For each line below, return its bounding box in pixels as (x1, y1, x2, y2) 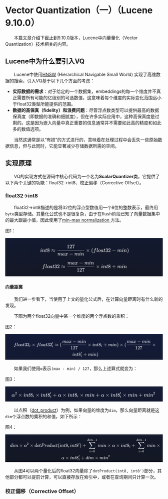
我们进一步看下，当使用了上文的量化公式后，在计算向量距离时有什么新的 (14, 296, 163, 302)
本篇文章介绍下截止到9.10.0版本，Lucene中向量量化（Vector (14, 35, 138, 41)
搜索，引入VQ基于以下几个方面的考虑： (13, 77, 95, 83)
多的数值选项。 (12, 126, 43, 132)
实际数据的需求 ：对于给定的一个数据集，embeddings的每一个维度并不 (12, 88, 156, 94)
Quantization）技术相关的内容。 (5, 41, 71, 47)
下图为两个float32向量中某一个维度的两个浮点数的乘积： (14, 313, 129, 319)
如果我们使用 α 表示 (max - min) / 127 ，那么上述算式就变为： (14, 365, 137, 371)
